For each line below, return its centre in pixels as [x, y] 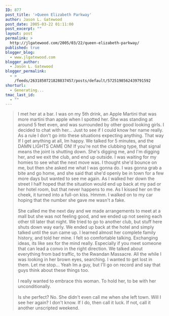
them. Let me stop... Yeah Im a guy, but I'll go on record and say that [89, 265]
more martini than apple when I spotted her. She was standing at [85, 119]
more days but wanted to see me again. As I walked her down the [86, 179]
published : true [22, 48]
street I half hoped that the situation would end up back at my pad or [89, 184]
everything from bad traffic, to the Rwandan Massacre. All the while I [89, 254]
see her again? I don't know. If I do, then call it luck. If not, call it [84, 303]
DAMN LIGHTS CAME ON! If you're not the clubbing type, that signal [89, 146]
